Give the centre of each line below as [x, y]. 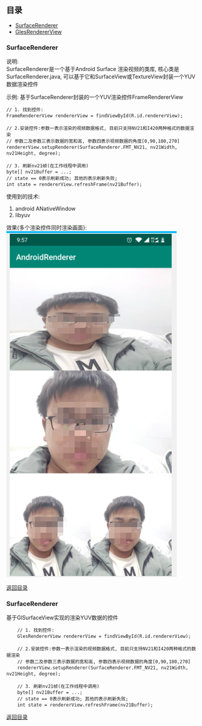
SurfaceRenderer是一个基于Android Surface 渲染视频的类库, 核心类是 [93, 69]
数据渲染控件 [22, 84]
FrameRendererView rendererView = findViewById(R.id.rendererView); [95, 116]
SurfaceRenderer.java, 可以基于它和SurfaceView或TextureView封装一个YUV [101, 76]
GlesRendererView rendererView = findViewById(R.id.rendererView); [104, 636]
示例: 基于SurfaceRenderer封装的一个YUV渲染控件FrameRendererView [95, 97]
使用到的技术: [23, 197]
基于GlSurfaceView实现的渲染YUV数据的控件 [62, 618]
